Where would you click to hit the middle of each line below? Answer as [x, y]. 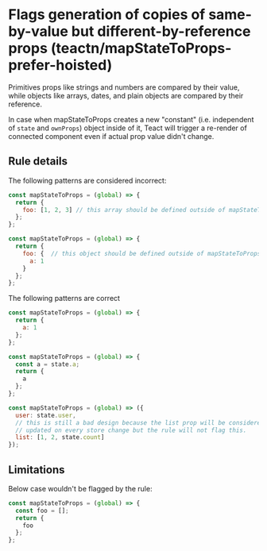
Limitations [37, 470]
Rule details [38, 162]
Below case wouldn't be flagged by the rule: [80, 488]
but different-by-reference [161, 31]
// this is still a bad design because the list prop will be [120, 422]
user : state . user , [46, 415]
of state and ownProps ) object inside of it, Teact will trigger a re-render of [128, 128]
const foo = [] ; [42, 511]
